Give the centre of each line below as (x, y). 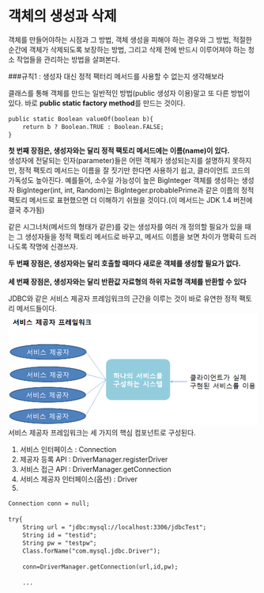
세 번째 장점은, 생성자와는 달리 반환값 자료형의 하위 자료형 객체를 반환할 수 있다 (127, 281)
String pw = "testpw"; (60, 543)
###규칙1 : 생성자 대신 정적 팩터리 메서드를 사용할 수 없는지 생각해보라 (116, 76)
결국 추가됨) (26, 210)
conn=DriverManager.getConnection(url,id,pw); (100, 567)
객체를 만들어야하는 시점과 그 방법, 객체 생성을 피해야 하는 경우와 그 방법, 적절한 (130, 40)
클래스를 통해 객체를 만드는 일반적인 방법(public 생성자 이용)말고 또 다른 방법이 (129, 93)
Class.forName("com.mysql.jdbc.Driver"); (91, 551)
